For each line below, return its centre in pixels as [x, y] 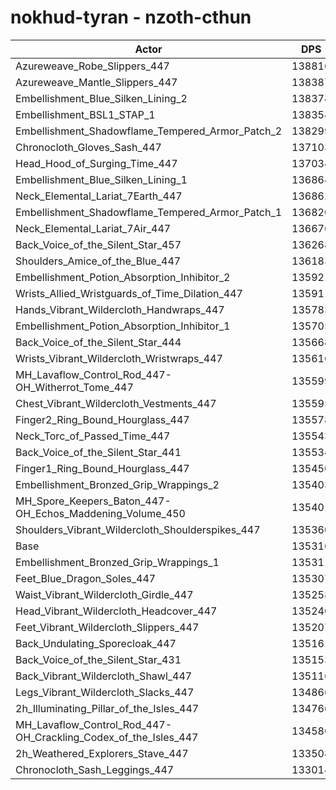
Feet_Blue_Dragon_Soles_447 [86, 578]
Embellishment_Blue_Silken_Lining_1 [101, 179]
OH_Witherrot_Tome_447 [74, 387]
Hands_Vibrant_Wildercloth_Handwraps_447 [120, 309]
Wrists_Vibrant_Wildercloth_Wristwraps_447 [119, 358]
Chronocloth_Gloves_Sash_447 [88, 147]
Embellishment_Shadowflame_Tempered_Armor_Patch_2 [149, 131]
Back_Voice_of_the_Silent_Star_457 [98, 244]
